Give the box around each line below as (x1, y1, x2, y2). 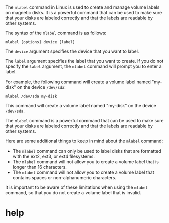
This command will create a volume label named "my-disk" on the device (5, 103, 157, 109)
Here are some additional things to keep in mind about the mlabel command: (5, 138, 163, 144)
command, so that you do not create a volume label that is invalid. (5, 190, 142, 196)
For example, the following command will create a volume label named (5, 79, 151, 85)
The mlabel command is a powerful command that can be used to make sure (5, 118, 164, 124)
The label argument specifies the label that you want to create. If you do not (5, 58, 164, 64)
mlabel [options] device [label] (5, 40, 75, 45)
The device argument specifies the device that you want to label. (5, 48, 139, 54)
